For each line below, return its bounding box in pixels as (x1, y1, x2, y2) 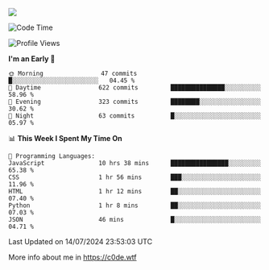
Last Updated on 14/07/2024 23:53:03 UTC (8, 237, 153, 246)
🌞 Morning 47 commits (8, 69, 138, 77)
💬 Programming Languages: (8, 152, 95, 160)
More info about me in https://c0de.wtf (8, 252, 137, 262)
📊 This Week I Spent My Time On (8, 134, 122, 143)
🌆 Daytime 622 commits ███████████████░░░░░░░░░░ (8, 84, 262, 92)
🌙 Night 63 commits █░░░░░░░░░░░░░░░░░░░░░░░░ (8, 112, 262, 120)
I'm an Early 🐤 (8, 54, 56, 64)
